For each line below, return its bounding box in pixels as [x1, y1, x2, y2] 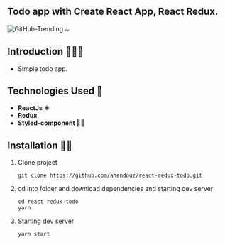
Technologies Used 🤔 [7, 85, 103, 97]
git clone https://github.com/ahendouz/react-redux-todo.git [17, 172, 203, 180]
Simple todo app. [17, 64, 68, 73]
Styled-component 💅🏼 [17, 119, 85, 127]
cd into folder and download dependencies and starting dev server [17, 185, 214, 193]
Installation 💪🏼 [7, 139, 73, 151]
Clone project [17, 158, 58, 167]
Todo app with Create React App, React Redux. [7, 6, 219, 18]
